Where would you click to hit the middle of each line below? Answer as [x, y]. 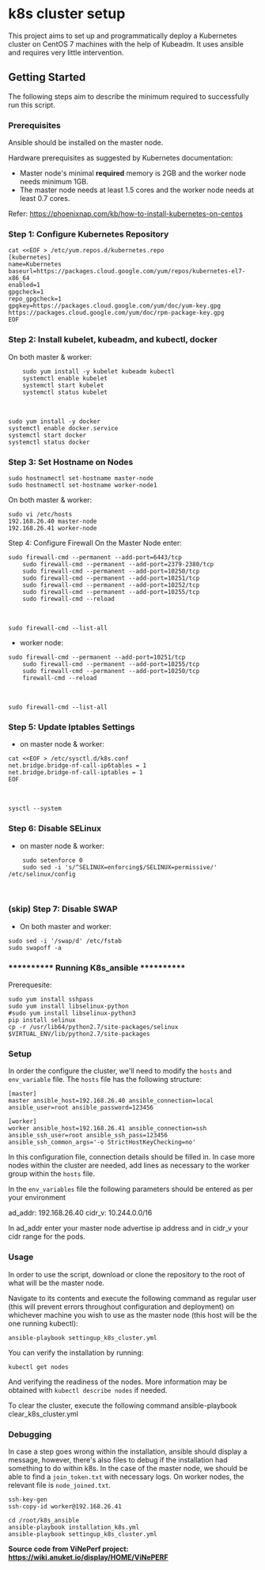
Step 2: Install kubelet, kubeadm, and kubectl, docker [113, 339]
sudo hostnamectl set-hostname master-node [81, 478]
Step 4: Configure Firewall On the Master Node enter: [95, 543]
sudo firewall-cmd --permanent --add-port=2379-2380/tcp [118, 564]
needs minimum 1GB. [54, 182]
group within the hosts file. [51, 1174]
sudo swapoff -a [35, 948]
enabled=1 [25, 286]
